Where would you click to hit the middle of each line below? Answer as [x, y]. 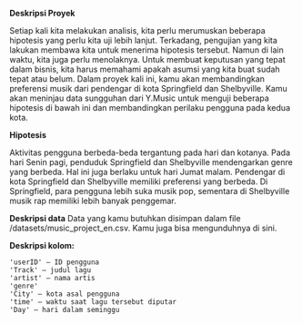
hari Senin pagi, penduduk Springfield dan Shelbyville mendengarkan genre [151, 162]
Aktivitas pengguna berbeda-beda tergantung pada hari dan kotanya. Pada [150, 152]
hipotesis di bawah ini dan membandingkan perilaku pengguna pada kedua [150, 108]
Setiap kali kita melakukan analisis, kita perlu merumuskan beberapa [137, 30]
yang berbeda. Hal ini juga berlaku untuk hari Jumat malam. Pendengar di [147, 172]
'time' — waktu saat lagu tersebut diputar [93, 302]
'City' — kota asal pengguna [65, 294]
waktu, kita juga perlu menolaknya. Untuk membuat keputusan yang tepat [147, 59]
